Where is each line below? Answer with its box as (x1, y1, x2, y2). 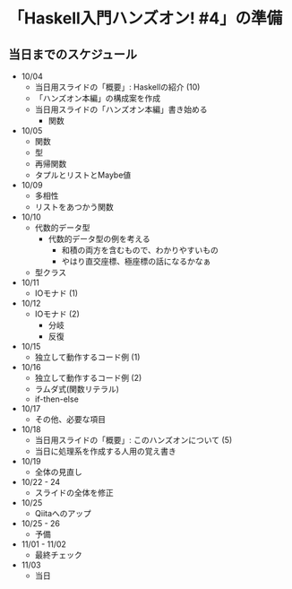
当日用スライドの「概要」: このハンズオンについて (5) (34, 435, 233, 445)
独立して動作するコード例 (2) (34, 373, 142, 383)
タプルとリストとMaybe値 (34, 169, 132, 180)
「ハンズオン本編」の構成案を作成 (34, 93, 161, 103)
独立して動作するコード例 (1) (34, 351, 141, 362)
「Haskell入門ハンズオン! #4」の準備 (8, 8, 283, 29)
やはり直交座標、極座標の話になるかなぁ (61, 256, 211, 266)
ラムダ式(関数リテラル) (34, 384, 120, 394)
